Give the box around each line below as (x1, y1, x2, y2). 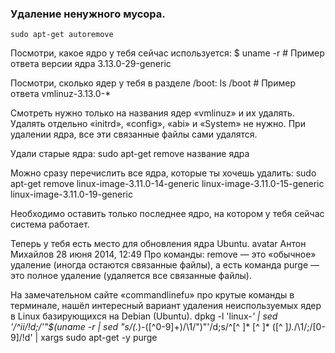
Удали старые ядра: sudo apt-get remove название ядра (10, 148, 250, 160)
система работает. (10, 218, 90, 231)
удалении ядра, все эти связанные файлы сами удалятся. (10, 128, 258, 141)
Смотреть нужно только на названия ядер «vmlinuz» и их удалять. (10, 107, 295, 119)
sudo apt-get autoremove (10, 30, 114, 40)
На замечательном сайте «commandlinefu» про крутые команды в (10, 289, 295, 301)
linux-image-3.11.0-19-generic (10, 188, 133, 201)
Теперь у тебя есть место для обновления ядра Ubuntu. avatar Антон (10, 238, 307, 250)
